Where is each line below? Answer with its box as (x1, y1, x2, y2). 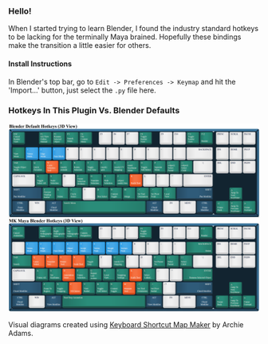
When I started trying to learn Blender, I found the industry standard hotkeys (8, 24, 259, 34)
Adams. (8, 328, 33, 338)
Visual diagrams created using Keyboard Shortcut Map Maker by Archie (8, 319, 244, 329)
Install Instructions (8, 58, 73, 69)
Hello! (8, 6, 32, 17)
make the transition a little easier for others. (8, 41, 152, 50)
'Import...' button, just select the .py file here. (8, 85, 157, 95)
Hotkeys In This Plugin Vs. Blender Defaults (8, 105, 180, 117)
